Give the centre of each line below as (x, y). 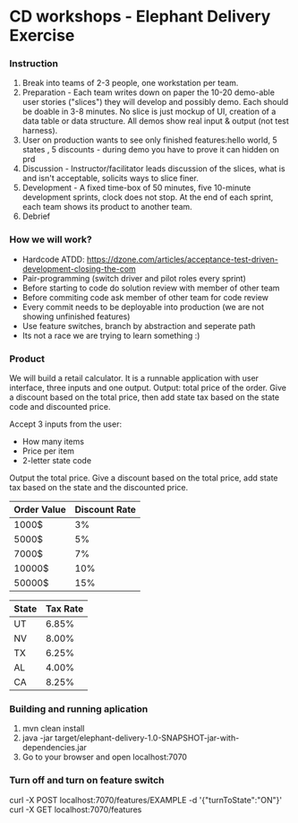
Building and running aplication (79, 709)
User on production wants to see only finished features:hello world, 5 (149, 140)
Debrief (36, 216)
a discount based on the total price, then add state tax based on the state (145, 397)
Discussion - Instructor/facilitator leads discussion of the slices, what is (153, 169)
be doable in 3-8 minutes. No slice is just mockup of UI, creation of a (149, 112)
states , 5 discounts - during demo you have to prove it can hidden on (151, 150)
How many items (53, 442)
